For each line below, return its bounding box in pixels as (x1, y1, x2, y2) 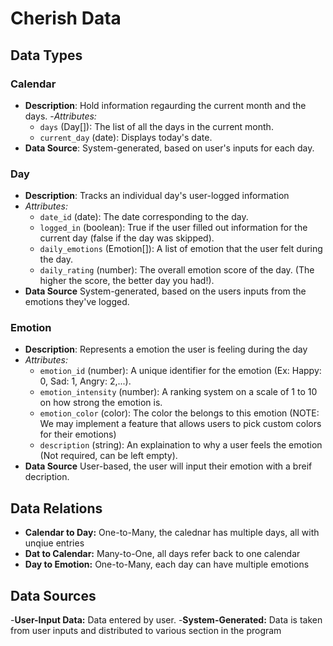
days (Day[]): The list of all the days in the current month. (39, 120, 274, 132)
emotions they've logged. (24, 296, 130, 308)
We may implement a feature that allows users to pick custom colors (39, 418, 322, 430)
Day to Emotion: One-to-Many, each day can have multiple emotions (24, 558, 310, 571)
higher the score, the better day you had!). (39, 275, 215, 287)
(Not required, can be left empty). (39, 450, 178, 462)
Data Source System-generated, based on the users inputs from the (24, 285, 307, 297)
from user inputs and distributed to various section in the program (10, 625, 282, 637)
